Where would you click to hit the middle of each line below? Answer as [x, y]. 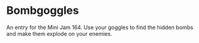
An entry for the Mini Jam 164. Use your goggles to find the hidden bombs [100, 27]
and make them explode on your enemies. [59, 33]
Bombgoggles [43, 11]
